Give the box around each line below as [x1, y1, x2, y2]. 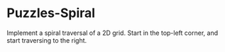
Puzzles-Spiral [6, 5, 96, 21]
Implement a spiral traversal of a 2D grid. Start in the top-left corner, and [6, 28, 218, 37]
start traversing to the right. [6, 36, 87, 44]
